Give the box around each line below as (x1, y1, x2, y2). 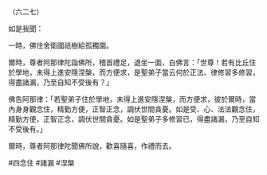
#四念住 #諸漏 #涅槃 (8, 158, 75, 167)
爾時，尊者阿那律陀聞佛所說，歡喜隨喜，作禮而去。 (8, 142, 176, 150)
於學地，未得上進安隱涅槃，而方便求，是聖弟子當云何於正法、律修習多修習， (8, 68, 260, 77)
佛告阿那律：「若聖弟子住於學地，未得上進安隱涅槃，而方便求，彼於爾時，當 (8, 95, 257, 103)
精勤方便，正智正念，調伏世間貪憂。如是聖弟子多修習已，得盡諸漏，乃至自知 (8, 115, 260, 123)
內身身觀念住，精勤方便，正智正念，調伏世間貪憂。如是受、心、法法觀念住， (8, 104, 260, 114)
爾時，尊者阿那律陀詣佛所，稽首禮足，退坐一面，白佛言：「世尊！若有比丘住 (8, 58, 257, 67)
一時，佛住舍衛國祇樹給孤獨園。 (8, 41, 113, 50)
